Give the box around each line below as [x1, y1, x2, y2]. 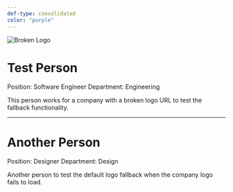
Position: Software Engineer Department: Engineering [7, 82, 160, 91]
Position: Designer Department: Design [7, 157, 119, 166]
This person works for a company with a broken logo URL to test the [7, 96, 202, 105]
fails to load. [7, 178, 43, 186]
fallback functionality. [7, 103, 69, 112]
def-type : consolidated [7, 10, 76, 17]
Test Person [7, 60, 78, 76]
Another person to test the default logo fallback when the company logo [7, 171, 214, 179]
